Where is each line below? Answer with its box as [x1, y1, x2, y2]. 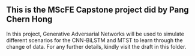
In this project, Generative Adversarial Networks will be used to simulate [6, 30, 185, 37]
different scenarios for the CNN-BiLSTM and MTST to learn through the [6, 36, 183, 44]
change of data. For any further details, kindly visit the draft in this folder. [6, 43, 187, 50]
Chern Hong [6, 14, 53, 25]
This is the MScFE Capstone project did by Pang [6, 5, 189, 15]
